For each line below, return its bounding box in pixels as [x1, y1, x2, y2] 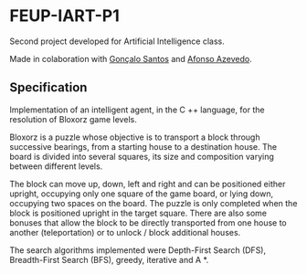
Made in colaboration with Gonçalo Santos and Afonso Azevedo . [9, 53, 253, 64]
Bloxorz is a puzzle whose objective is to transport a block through [9, 132, 260, 142]
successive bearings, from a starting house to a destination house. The [9, 141, 277, 152]
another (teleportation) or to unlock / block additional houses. [9, 227, 241, 237]
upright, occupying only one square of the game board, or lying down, [9, 188, 274, 199]
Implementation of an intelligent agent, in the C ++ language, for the [9, 104, 265, 115]
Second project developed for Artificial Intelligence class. [9, 36, 226, 47]
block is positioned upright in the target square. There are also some [9, 207, 268, 218]
